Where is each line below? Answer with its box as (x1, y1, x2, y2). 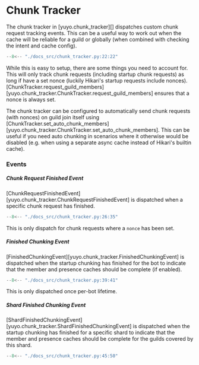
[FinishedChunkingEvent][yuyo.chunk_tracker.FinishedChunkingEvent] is (6, 253, 185, 260)
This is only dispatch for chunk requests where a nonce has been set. (6, 224, 175, 231)
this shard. (6, 342, 32, 349)
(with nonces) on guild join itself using (6, 113, 100, 120)
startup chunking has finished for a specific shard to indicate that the (6, 329, 175, 336)
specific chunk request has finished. (6, 202, 95, 210)
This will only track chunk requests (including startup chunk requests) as (6, 71, 184, 78)
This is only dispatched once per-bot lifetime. (6, 288, 118, 295)
